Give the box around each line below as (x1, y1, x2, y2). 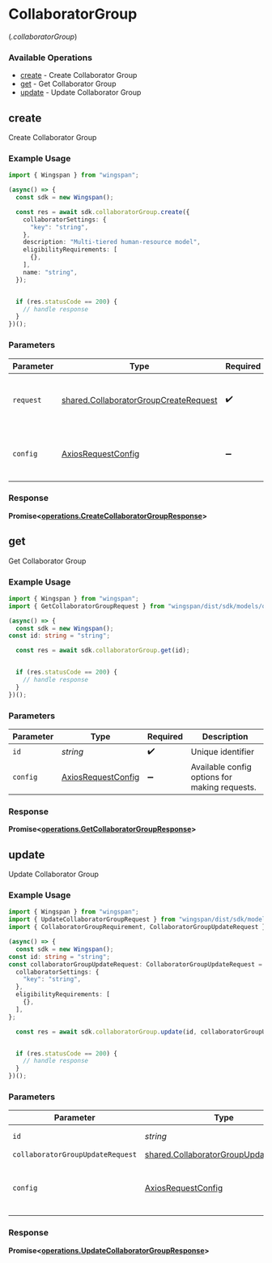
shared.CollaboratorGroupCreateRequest (61, 394, 218, 405)
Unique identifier (190, 747, 255, 758)
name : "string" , (23, 268, 79, 276)
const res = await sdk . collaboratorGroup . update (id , (15, 1027, 198, 1036)
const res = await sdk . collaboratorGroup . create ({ (15, 208, 190, 216)
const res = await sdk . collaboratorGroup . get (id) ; (15, 646, 190, 655)
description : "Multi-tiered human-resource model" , (23, 238, 201, 246)
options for (190, 771, 232, 782)
